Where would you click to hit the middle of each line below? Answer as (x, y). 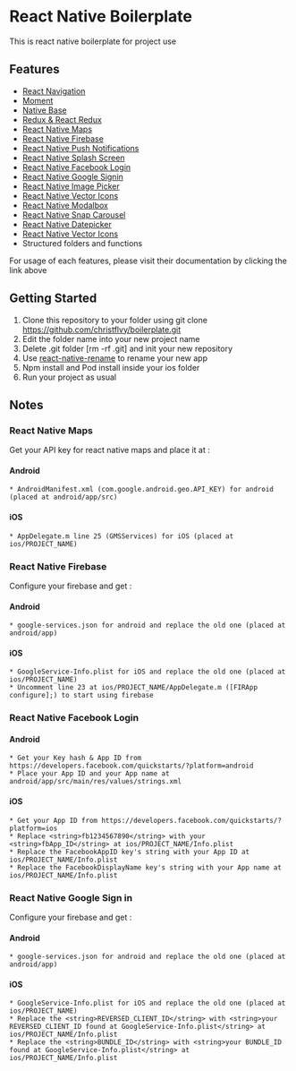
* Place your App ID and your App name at (89, 774)
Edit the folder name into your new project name (111, 338)
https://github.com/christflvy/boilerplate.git (101, 330)
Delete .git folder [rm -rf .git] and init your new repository (127, 348)
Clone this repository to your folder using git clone (115, 320)
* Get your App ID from (54, 820)
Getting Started (53, 299)
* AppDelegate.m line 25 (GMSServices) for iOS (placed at (122, 536)
